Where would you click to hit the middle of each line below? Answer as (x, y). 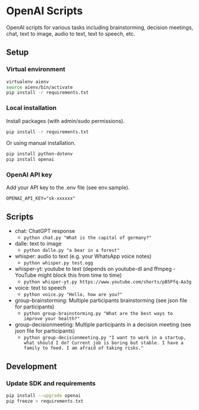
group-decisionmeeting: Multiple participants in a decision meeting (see (103, 324)
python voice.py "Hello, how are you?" (73, 295)
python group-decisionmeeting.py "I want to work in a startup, (105, 338)
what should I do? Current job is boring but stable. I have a (104, 343)
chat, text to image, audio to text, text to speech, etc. (71, 33)
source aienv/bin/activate (40, 87)
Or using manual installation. (41, 143)
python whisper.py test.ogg (58, 263)
